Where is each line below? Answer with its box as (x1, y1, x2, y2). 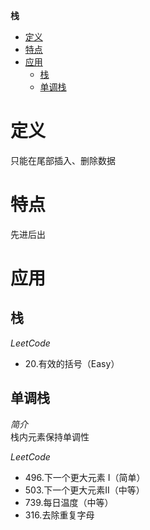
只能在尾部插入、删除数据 (10, 154, 116, 166)
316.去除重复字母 (24, 509, 95, 521)
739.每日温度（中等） (24, 496, 114, 508)
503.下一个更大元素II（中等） (24, 484, 145, 496)
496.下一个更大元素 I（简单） (24, 471, 146, 483)
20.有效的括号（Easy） (24, 357, 120, 369)
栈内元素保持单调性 (10, 430, 90, 443)
